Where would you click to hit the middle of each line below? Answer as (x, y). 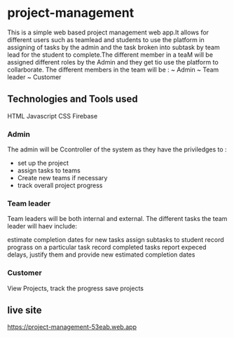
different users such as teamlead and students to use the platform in (106, 39)
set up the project (43, 163)
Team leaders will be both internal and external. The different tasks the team (117, 219)
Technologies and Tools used (73, 99)
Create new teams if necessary (62, 178)
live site (25, 310)
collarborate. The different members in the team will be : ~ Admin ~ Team (113, 69)
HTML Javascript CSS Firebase (53, 116)
